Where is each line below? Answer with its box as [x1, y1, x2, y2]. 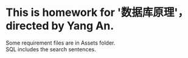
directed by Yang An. [5, 19, 114, 33]
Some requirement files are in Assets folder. [5, 39, 116, 46]
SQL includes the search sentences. [5, 45, 96, 53]
